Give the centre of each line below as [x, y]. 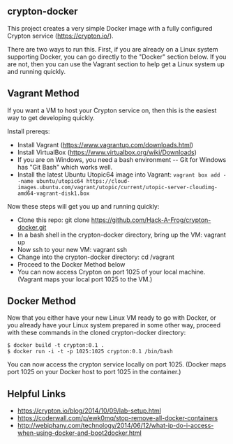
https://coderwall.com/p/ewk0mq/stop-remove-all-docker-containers [118, 418]
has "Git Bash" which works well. [65, 167]
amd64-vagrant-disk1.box [53, 193]
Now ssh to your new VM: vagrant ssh [72, 249]
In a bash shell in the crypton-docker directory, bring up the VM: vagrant [122, 235]
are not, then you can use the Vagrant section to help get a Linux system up [116, 64]
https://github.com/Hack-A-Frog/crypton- [151, 220]
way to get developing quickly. [51, 117]
